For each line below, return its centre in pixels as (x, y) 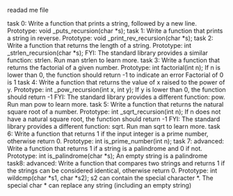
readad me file (28, 10)
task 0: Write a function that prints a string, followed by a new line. (102, 23)
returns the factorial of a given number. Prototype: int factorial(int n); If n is (114, 68)
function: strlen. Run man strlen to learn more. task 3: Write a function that (114, 60)
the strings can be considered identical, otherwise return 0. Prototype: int (112, 170)
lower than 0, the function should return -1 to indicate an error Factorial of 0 (115, 75)
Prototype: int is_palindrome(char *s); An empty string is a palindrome (107, 156)
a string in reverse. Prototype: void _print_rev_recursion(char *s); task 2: (110, 38)
